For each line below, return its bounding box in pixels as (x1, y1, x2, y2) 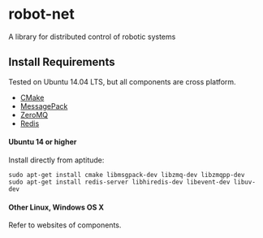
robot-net (8, 5, 75, 24)
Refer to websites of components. (8, 220, 122, 230)
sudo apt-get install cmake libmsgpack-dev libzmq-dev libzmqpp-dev (8, 171, 245, 179)
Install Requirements (8, 55, 115, 69)
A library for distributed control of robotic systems (8, 32, 176, 41)
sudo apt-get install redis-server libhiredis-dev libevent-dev (8, 178, 231, 186)
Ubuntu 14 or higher (8, 137, 77, 147)
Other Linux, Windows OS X (8, 202, 104, 212)
